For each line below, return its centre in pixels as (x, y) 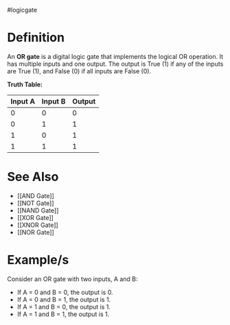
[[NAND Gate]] (38, 210)
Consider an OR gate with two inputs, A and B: (73, 279)
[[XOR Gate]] (35, 217)
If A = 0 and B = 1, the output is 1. (64, 299)
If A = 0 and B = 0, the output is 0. (65, 292)
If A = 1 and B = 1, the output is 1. (63, 314)
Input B (54, 101)
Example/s (38, 260)
